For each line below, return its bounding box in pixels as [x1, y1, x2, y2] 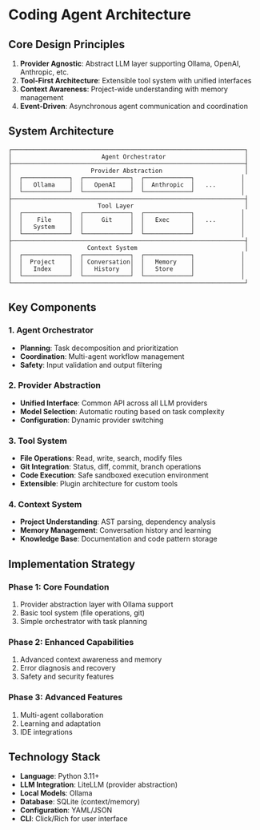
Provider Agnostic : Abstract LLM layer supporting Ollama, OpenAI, [19, 58, 242, 68]
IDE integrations [19, 727, 74, 736]
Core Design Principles [8, 38, 126, 51]
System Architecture [8, 124, 114, 138]
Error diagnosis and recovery [19, 663, 116, 673]
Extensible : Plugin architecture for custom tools [19, 479, 178, 489]
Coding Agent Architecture [8, 6, 192, 24]
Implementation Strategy [8, 557, 136, 570]
